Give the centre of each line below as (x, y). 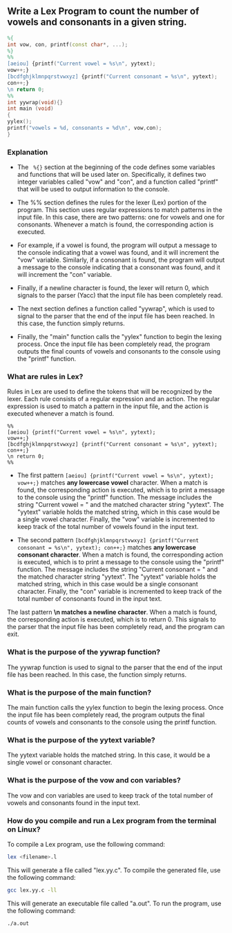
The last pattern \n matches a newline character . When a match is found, (112, 612)
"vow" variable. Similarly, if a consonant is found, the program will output (121, 260)
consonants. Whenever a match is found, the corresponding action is (115, 224)
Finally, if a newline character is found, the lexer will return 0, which (113, 288)
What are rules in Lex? (45, 377)
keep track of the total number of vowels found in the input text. (108, 527)
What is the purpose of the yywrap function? (84, 652)
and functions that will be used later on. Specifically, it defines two (112, 175)
